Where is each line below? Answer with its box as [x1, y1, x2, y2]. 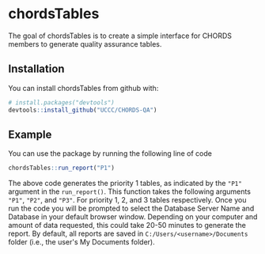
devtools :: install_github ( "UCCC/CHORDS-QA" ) [8, 106, 157, 114]
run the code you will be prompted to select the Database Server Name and [8, 203, 255, 214]
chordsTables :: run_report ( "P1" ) [8, 164, 115, 172]
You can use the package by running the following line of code [8, 149, 212, 158]
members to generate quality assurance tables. [8, 39, 162, 48]
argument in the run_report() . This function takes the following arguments [8, 187, 252, 196]
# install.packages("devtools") [8, 98, 115, 107]
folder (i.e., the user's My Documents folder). [8, 237, 156, 247]
